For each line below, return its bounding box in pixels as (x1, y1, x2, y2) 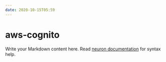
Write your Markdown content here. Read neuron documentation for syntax (5, 46, 161, 52)
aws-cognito (5, 29, 60, 40)
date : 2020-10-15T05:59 (5, 7, 55, 13)
